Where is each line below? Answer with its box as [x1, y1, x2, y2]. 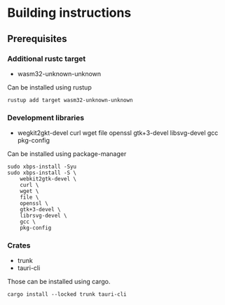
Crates [7, 241, 31, 250]
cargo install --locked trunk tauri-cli [7, 291, 128, 298]
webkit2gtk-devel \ [20, 176, 77, 183]
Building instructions [7, 5, 132, 21]
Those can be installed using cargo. [7, 278, 111, 286]
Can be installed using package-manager [7, 150, 127, 158]
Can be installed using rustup [7, 83, 93, 92]
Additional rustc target [7, 54, 86, 64]
